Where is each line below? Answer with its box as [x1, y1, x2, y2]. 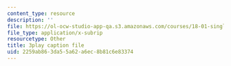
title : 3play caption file [7, 42, 85, 49]
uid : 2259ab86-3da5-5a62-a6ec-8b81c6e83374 [7, 49, 134, 56]
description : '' [7, 16, 54, 23]
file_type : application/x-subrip [7, 29, 103, 36]
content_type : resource [7, 10, 76, 17]
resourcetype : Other [7, 36, 67, 43]
